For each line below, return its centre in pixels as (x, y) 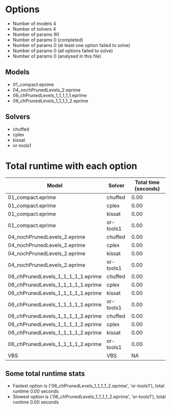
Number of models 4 (34, 23)
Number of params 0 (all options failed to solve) (63, 51)
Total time (147, 182)
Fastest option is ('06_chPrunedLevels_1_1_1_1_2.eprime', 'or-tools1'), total (88, 386)
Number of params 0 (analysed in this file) (57, 56)
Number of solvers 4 (34, 29)
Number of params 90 (36, 34)
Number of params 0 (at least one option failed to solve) (72, 45)
